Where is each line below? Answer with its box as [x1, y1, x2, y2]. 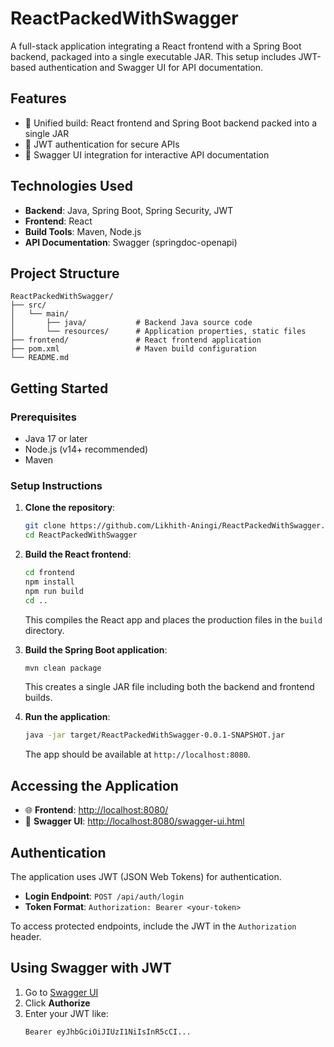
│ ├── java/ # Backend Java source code [10, 318, 253, 328]
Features [10, 90, 67, 107]
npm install [24, 577, 75, 587]
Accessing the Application [10, 777, 179, 794]
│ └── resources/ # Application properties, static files [10, 327, 307, 337]
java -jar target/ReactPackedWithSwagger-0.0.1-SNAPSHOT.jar [24, 730, 286, 741]
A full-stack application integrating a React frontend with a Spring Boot [10, 40, 302, 52]
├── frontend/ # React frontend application [10, 335, 262, 346]
